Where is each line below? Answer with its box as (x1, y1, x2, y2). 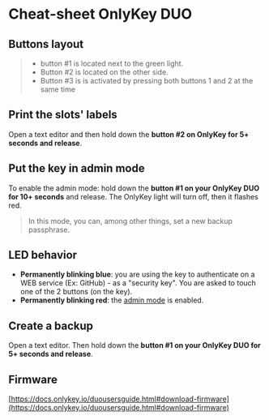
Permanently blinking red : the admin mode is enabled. (19, 295, 204, 305)
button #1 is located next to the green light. (40, 58, 184, 68)
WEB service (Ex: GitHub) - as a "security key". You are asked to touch (19, 278, 257, 288)
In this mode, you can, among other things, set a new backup (28, 216, 233, 225)
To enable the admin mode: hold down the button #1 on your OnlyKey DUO (8, 183, 260, 193)
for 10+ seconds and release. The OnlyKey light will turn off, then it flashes (8, 191, 259, 201)
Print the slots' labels (8, 108, 117, 122)
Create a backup (8, 319, 94, 332)
